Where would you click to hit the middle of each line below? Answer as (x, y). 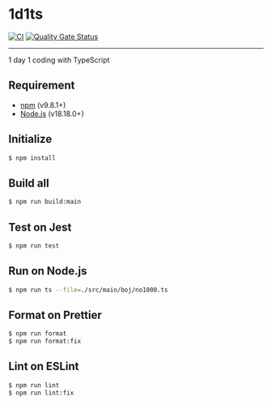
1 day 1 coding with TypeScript (59, 60)
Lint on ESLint (44, 366)
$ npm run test (34, 246)
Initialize (30, 139)
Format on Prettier (55, 315)
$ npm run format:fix (45, 342)
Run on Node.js (48, 271)
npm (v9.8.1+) (43, 105)
